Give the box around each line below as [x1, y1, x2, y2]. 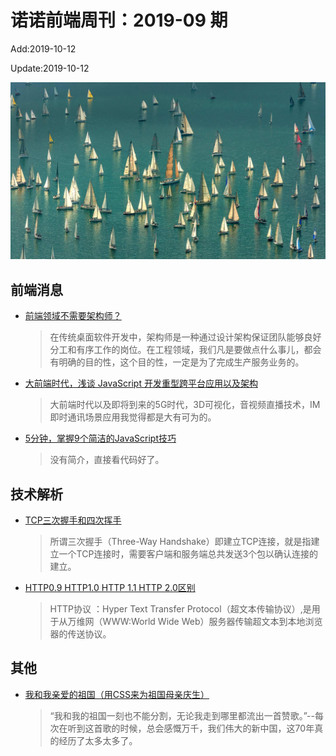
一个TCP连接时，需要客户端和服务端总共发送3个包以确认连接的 [58, 548, 319, 560]
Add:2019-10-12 [10, 42, 77, 55]
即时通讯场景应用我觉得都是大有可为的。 [49, 411, 217, 423]
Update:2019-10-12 [10, 62, 90, 74]
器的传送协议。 [49, 628, 112, 640]
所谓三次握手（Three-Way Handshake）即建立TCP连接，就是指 [49, 536, 312, 548]
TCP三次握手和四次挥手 [24, 514, 122, 526]
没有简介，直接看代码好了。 [49, 454, 165, 466]
